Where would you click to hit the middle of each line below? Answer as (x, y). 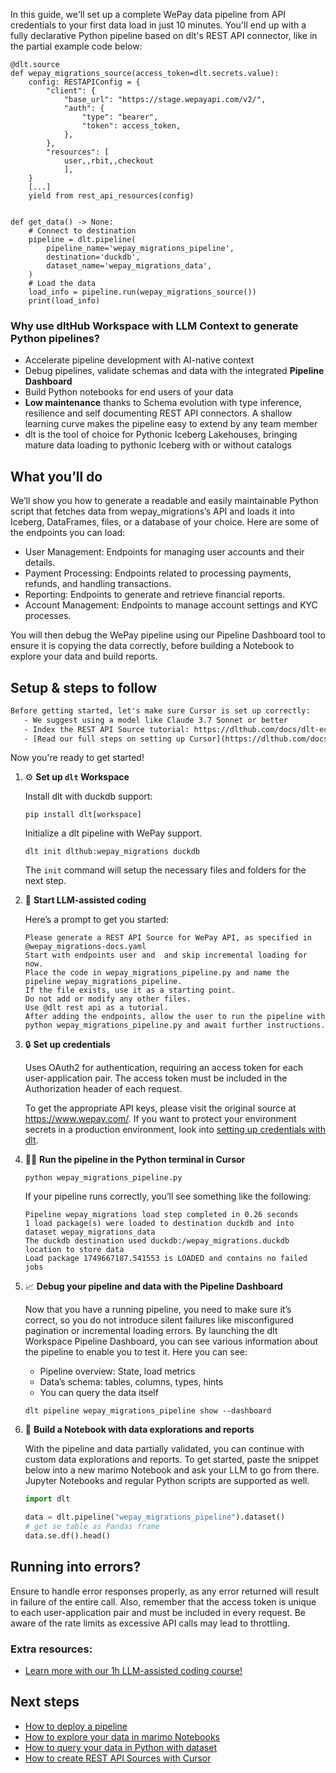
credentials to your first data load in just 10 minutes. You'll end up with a (158, 25)
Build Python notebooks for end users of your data (129, 392)
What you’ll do (56, 476)
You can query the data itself (99, 1393)
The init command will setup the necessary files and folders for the (165, 870)
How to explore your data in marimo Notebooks (122, 1736)
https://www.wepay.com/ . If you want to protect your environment (160, 1119)
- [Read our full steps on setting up (104, 739)
